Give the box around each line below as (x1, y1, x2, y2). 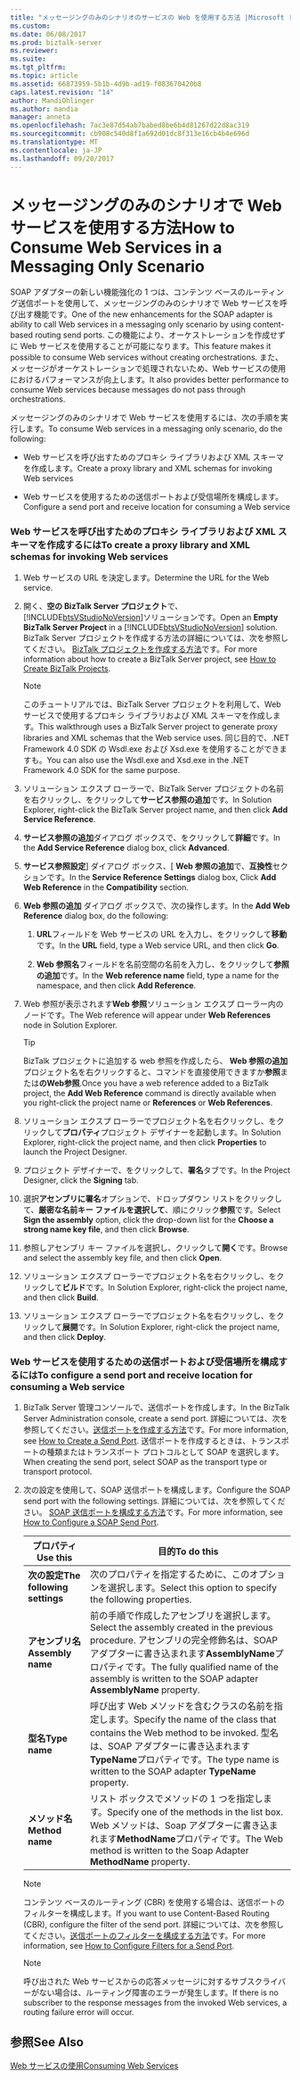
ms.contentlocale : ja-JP (10, 146, 102, 154)
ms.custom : (10, 21, 51, 30)
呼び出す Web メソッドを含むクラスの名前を (89, 1700, 274, 1712)
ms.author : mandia (10, 104, 78, 113)
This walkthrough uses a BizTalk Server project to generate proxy (37, 720, 279, 732)
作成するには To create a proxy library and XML (46, 539, 250, 552)
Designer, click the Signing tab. (22, 1175, 139, 1186)
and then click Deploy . (22, 1331, 106, 1342)
